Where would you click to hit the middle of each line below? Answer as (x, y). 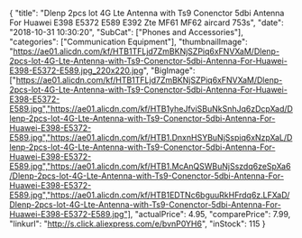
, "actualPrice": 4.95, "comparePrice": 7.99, (210, 214)
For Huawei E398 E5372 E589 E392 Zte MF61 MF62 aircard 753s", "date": (146, 23)
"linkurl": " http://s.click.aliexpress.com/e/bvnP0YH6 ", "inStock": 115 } (137, 224)
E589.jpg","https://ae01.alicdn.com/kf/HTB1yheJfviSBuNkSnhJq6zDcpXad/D (151, 109)
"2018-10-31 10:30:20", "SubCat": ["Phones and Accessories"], (126, 32)
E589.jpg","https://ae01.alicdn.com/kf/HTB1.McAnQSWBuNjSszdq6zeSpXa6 (150, 166)
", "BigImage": (169, 70)
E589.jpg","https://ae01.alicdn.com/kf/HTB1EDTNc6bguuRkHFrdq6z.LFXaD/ (150, 195)
